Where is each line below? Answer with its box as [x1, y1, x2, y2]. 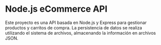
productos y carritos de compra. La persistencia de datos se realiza [5, 24, 142, 30]
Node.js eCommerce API [5, 3, 107, 15]
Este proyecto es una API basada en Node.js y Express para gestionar [5, 20, 147, 25]
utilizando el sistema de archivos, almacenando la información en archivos [5, 30, 156, 36]
